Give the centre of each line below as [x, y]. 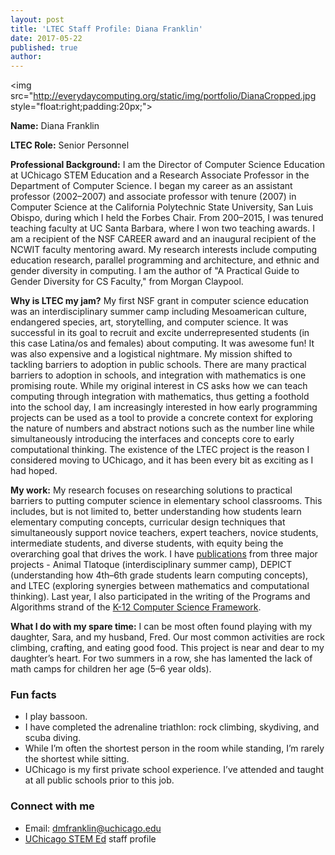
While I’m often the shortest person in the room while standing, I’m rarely [174, 748]
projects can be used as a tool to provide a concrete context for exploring [161, 418]
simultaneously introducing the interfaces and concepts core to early [152, 439]
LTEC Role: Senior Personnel [70, 145]
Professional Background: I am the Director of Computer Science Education [168, 165]
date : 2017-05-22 [46, 38]
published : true [44, 47]
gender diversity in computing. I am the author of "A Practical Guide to [155, 271]
